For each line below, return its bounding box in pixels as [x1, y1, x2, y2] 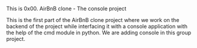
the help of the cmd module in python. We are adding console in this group [6, 29, 192, 36]
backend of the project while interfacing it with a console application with [6, 23, 188, 30]
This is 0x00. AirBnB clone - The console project [6, 5, 127, 12]
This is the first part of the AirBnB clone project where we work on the [6, 17, 180, 23]
